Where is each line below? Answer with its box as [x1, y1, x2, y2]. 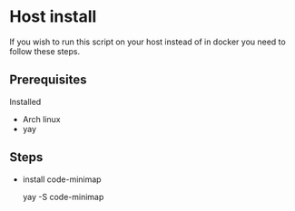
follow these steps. [9, 45, 80, 56]
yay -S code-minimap [22, 191, 104, 202]
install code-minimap [22, 174, 102, 185]
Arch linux [22, 113, 61, 124]
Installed [9, 96, 42, 107]
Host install [9, 6, 97, 27]
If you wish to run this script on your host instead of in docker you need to [9, 36, 286, 47]
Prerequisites [9, 72, 87, 88]
